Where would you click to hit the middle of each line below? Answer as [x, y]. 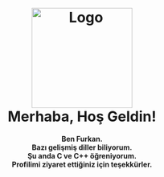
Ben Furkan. [82, 139]
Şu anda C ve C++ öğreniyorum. [82, 155]
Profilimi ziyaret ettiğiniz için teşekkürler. [82, 164]
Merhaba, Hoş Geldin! [82, 117]
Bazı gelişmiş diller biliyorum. [82, 147]
